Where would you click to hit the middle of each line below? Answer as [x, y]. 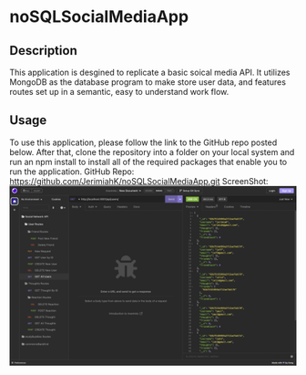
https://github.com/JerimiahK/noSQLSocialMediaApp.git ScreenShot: [139, 181]
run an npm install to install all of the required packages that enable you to [148, 161]
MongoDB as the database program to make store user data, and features [148, 82]
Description [43, 51]
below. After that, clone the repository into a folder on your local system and [152, 151]
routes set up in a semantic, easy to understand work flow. [119, 92]
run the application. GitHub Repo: [72, 172]
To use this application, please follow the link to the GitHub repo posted [143, 142]
